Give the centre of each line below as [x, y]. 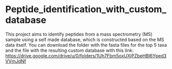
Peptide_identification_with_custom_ [86, 9]
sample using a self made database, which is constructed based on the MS [85, 40]
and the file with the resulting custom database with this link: [70, 50]
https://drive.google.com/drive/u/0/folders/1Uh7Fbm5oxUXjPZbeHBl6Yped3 [86, 56]
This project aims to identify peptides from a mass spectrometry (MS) [79, 34]
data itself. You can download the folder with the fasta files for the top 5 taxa [86, 45]
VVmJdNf [16, 61]
